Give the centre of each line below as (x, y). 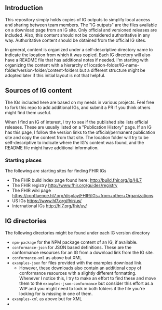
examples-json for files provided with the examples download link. (77, 263)
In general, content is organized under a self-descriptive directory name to (79, 49)
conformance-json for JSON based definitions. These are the (72, 247)
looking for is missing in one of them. (56, 294)
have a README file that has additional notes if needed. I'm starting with (77, 60)
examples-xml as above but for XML (47, 299)
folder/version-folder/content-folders (42, 70)
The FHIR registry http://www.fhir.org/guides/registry (65, 185)
